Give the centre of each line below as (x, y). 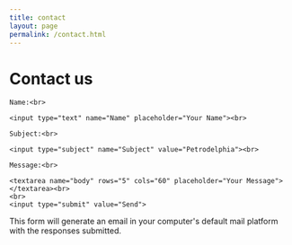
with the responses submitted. (65, 231)
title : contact (38, 17)
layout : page (34, 26)
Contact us (51, 79)
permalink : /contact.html (58, 34)
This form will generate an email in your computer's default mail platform (144, 222)
